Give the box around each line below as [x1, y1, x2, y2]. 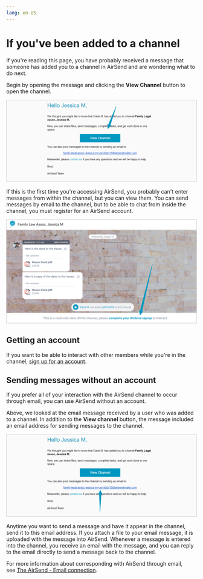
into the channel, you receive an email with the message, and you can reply [6, 541, 194, 549]
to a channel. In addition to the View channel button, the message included [6, 416, 194, 423]
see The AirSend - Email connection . [6, 566, 98, 574]
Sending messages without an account [6, 375, 156, 385]
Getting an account [6, 335, 80, 345]
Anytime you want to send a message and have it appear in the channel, [6, 522, 186, 529]
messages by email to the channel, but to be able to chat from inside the [6, 201, 186, 208]
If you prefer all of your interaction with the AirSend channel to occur [6, 391, 178, 399]
